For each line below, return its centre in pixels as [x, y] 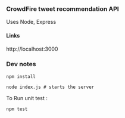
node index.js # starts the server [50, 87]
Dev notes [21, 64]
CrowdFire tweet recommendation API [62, 9]
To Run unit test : [27, 98]
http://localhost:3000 [32, 49]
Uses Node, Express [31, 22]
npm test [17, 109]
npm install [21, 76]
